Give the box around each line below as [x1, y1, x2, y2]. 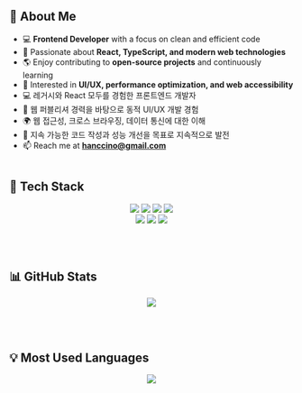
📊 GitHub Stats [9, 270, 97, 285]
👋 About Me [9, 9, 77, 24]
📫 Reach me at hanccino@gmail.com [22, 140, 167, 151]
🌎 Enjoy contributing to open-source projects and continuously [22, 56, 261, 68]
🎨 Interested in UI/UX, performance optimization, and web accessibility [22, 78, 294, 90]
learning [22, 69, 54, 80]
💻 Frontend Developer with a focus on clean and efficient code [22, 33, 261, 44]
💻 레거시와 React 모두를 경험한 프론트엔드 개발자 [22, 89, 197, 100]
